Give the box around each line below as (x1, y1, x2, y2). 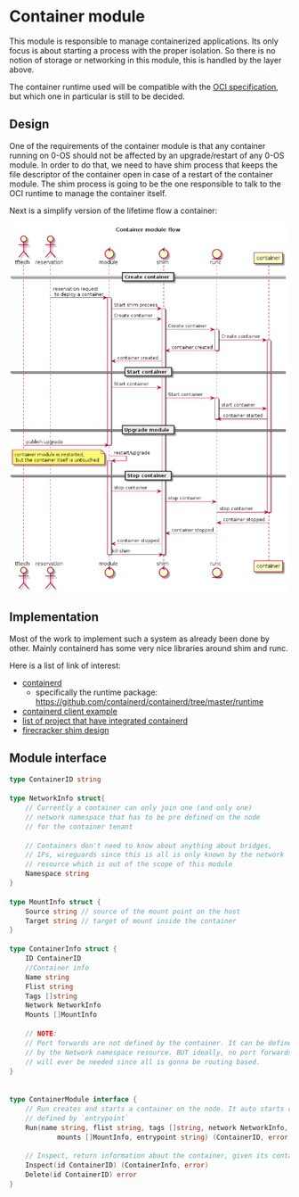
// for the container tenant (25, 822, 133, 831)
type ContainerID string (9, 775, 101, 784)
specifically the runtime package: (35, 687, 158, 698)
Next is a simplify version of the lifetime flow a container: (9, 205, 218, 216)
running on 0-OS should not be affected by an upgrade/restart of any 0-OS (9, 150, 285, 161)
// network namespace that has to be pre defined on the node (25, 813, 261, 821)
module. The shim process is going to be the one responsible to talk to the (9, 178, 282, 189)
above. (9, 64, 35, 75)
